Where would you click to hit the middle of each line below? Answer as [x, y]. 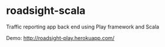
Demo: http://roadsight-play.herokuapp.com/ [60, 38]
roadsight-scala [46, 11]
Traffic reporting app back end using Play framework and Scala [83, 27]
